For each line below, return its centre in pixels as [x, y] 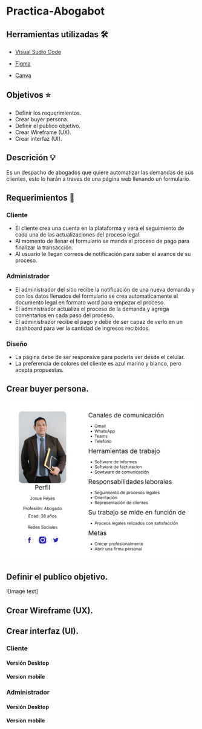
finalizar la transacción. [44, 247]
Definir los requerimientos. [48, 113]
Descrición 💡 [31, 158]
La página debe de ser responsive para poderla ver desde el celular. [100, 357]
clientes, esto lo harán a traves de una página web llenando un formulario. [99, 179]
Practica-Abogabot [55, 11]
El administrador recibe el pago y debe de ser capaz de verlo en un [99, 321]
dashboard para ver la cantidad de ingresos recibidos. [82, 328]
